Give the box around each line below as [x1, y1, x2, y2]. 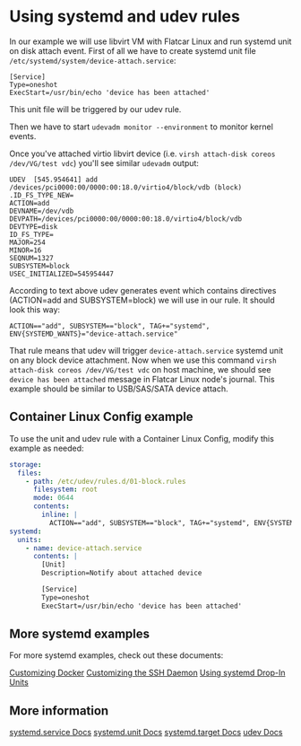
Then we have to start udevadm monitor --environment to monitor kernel [9, 121, 273, 132]
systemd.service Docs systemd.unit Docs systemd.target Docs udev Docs [9, 727, 283, 738]
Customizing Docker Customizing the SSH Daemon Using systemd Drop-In [9, 667, 286, 679]
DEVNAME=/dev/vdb [9, 206, 74, 215]
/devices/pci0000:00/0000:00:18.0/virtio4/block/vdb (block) [9, 182, 243, 192]
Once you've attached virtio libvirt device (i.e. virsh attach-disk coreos [9, 148, 276, 159]
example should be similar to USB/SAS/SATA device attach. [9, 383, 228, 394]
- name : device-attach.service [25, 543, 142, 553]
